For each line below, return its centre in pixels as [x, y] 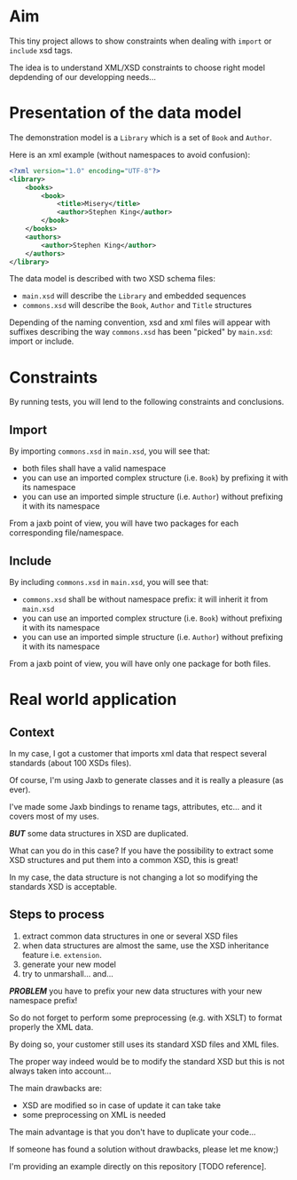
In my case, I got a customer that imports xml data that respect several [138, 753]
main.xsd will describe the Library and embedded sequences [134, 296]
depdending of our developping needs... [83, 76]
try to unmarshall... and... [67, 973]
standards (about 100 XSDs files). [70, 763]
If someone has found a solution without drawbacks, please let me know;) [144, 1149]
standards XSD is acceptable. [63, 886]
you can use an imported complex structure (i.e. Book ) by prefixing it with [155, 478]
